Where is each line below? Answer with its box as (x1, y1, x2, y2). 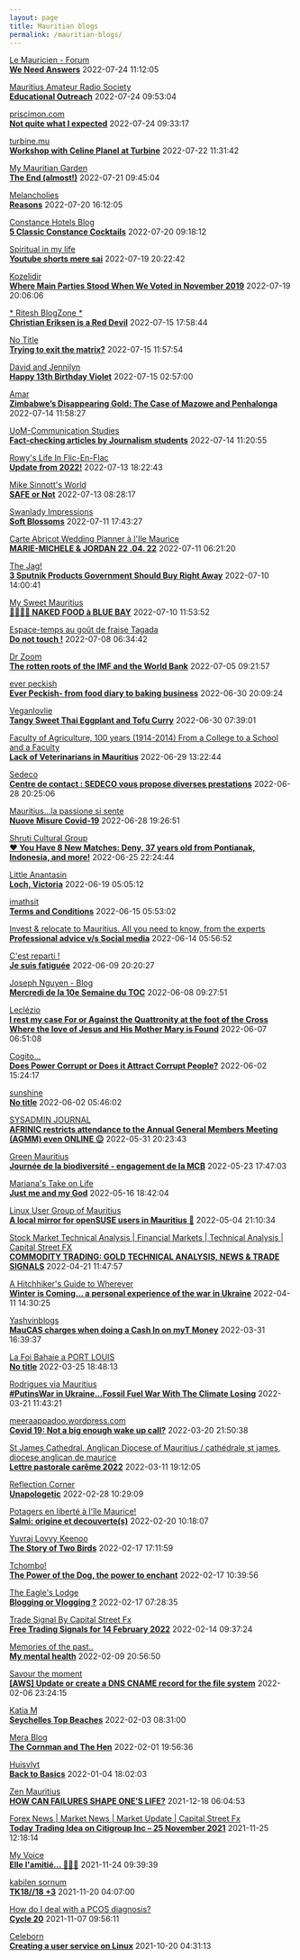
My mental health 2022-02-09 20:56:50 (9, 1651, 161, 1662)
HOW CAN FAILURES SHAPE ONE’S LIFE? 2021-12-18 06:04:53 (9, 1796, 246, 1807)
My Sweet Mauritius (9, 597, 84, 609)
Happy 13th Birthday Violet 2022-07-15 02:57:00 (9, 371, 194, 382)
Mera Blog (9, 1732, 48, 1743)
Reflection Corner (9, 1479, 76, 1490)
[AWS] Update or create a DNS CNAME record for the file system (9, 1678, 256, 1689)
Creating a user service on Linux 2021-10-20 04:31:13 (9, 1940, 212, 1952)
